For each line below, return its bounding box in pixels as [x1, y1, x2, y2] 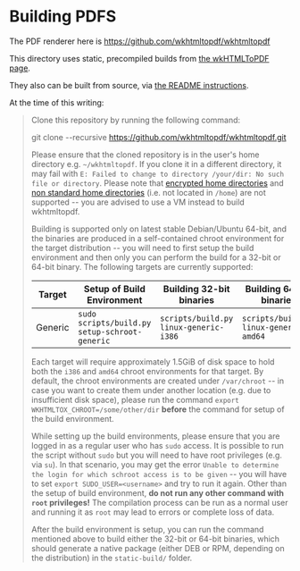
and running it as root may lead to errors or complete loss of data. [30, 507, 275, 517]
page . [9, 63, 31, 73]
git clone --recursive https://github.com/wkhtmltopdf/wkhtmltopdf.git [30, 131, 287, 142]
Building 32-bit [162, 282, 230, 295]
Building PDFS [9, 6, 117, 27]
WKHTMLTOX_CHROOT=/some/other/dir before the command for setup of [30, 404, 285, 415]
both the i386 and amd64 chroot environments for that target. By [30, 365, 264, 376]
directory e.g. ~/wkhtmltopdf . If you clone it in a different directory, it [30, 158, 282, 169]
